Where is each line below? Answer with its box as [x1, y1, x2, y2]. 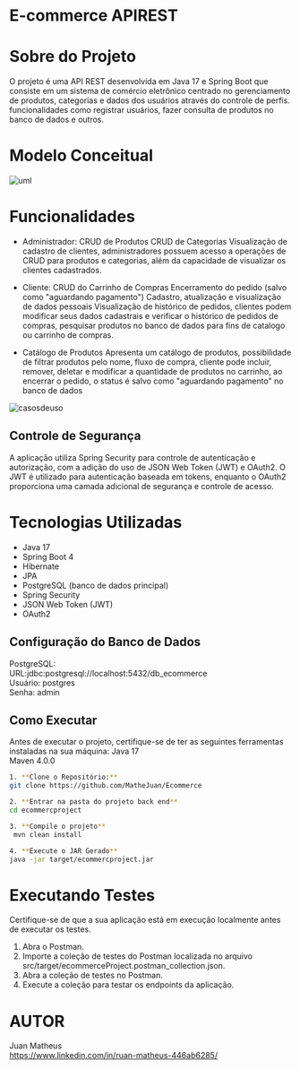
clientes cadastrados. [21, 265, 102, 275]
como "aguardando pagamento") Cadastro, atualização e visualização [21, 292, 282, 302]
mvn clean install [13, 830, 82, 839]
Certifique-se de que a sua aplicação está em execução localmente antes [9, 915, 281, 926]
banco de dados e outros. [9, 114, 105, 125]
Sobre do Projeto [9, 47, 137, 67]
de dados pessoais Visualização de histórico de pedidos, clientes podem [21, 301, 292, 312]
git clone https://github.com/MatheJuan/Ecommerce [9, 781, 202, 790]
